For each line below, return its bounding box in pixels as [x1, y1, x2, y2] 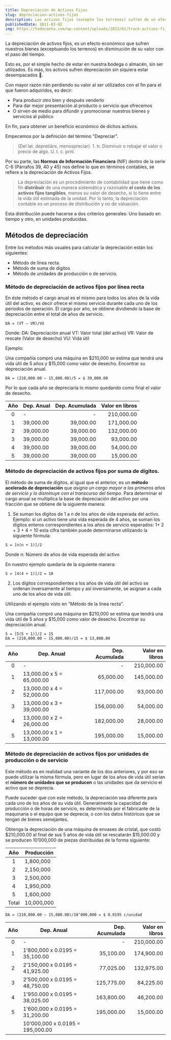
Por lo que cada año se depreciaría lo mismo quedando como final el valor [5, 385, 161, 391]
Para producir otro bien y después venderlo [12, 97, 104, 104]
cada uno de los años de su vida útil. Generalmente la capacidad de [5, 800, 148, 806]
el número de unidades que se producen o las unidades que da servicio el [5, 779, 162, 785]
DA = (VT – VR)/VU [5, 321, 44, 326]
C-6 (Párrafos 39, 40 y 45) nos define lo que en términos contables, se [5, 164, 154, 170]
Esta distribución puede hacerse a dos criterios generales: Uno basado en [5, 211, 161, 217]
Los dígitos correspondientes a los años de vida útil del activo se [12, 580, 149, 586]
